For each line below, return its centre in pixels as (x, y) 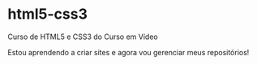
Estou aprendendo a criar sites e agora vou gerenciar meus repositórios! (128, 52)
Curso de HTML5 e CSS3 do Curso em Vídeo (83, 37)
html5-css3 (48, 14)
